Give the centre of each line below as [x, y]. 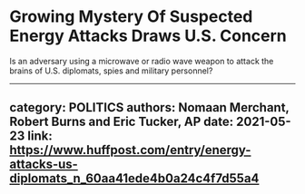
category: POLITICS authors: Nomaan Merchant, [149, 107]
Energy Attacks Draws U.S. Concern [148, 36]
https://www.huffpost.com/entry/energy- [130, 150]
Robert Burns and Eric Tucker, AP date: [122, 122]
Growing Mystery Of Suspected [131, 17]
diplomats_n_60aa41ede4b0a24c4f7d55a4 [134, 179]
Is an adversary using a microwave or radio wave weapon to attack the [142, 61]
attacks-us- [44, 165]
